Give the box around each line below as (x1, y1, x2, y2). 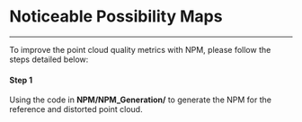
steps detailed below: (9, 54, 89, 65)
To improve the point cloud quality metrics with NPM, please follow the (9, 44, 271, 55)
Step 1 (9, 74, 33, 85)
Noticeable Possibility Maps (9, 6, 223, 27)
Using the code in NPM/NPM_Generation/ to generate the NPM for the (9, 94, 272, 105)
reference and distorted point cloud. (9, 104, 143, 115)
